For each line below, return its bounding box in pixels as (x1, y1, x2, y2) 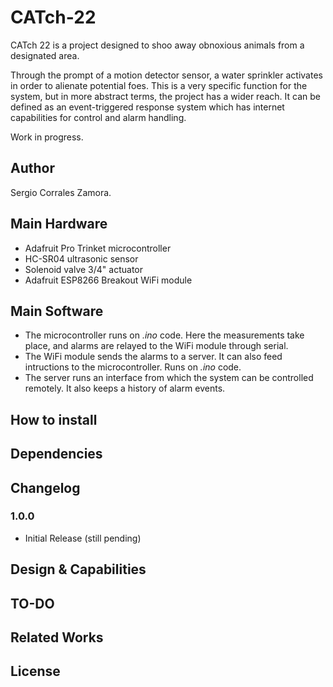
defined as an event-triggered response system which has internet (10, 101, 285, 113)
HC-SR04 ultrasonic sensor (24, 252, 139, 265)
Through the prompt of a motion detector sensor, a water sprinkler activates (10, 69, 323, 81)
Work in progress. (10, 131, 84, 143)
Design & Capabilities (10, 561, 147, 578)
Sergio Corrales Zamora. (10, 186, 112, 198)
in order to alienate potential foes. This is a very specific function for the (10, 79, 308, 91)
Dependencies (10, 446, 103, 463)
